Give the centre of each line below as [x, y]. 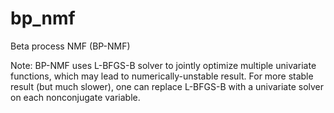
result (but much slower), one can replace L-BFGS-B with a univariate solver [167, 86]
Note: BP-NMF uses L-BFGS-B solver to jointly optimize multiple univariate [163, 65]
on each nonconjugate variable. [75, 97]
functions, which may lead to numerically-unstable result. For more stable [162, 76]
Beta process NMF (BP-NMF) [70, 46]
